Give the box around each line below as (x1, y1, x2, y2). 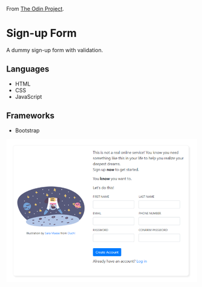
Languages (6, 64, 50, 75)
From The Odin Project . (6, 5, 65, 12)
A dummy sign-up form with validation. (6, 46, 103, 53)
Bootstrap (15, 127, 40, 134)
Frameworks (6, 110, 55, 121)
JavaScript (15, 93, 42, 100)
